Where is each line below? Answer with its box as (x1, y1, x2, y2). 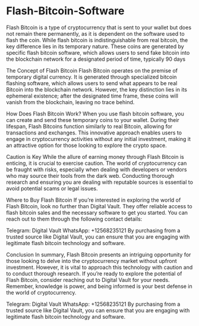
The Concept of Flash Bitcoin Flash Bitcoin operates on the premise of (6, 67, 178, 74)
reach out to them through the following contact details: (6, 215, 143, 222)
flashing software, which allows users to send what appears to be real (6, 79, 178, 87)
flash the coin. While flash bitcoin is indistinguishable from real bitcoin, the (6, 36, 188, 43)
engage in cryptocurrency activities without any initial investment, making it (6, 135, 191, 142)
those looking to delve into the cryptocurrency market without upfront (6, 257, 177, 264)
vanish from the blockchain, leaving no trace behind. (6, 98, 135, 105)
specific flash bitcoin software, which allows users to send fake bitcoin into (6, 49, 190, 56)
